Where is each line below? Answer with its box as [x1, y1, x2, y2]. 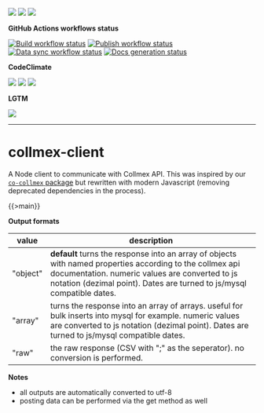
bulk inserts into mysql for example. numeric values [49, 310, 240, 321]
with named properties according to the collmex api [49, 258, 240, 269]
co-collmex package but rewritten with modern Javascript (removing [8, 177, 230, 187]
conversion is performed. [49, 352, 144, 363]
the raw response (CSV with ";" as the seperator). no [49, 342, 245, 353]
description [129, 235, 174, 246]
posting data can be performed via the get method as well [19, 396, 208, 405]
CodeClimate [8, 63, 53, 71]
